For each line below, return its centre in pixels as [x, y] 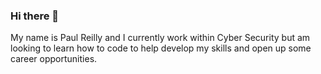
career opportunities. [54, 59]
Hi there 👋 [35, 16]
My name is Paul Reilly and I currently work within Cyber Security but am [160, 38]
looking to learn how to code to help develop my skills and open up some [161, 48]
